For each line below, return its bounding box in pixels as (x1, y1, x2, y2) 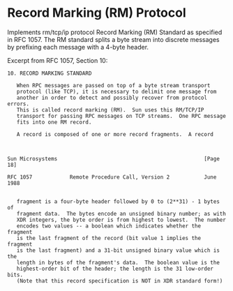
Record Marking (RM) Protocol (7, 5, 186, 21)
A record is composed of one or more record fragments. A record (16, 130, 214, 137)
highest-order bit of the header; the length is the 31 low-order (16, 265, 214, 272)
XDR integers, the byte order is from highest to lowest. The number (16, 216, 227, 223)
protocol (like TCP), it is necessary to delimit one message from (16, 88, 217, 95)
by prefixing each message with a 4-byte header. (7, 43, 149, 51)
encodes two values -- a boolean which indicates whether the (16, 222, 201, 230)
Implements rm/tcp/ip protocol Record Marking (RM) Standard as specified (7, 28, 223, 36)
